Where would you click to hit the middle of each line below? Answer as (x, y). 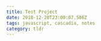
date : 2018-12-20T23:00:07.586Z (47, 17)
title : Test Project (32, 12)
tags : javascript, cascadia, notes (51, 23)
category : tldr (25, 29)
